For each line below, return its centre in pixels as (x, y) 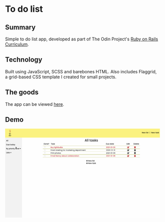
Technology (24, 60)
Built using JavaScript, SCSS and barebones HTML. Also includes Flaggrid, (81, 71)
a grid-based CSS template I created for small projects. (61, 77)
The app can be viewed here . (35, 104)
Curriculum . (17, 44)
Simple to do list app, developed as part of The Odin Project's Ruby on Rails (82, 39)
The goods (22, 92)
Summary (20, 27)
